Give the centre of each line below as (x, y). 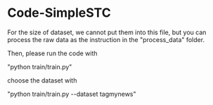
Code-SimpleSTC (59, 13)
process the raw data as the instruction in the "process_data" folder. (106, 39)
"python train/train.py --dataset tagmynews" (72, 94)
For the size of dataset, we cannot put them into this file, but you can (107, 32)
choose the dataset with (42, 80)
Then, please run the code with (52, 53)
